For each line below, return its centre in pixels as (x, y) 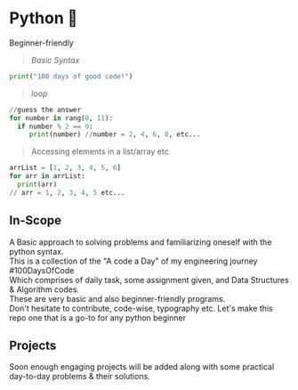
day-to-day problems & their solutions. (80, 377)
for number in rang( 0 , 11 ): (61, 118)
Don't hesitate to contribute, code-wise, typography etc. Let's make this (141, 308)
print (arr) (37, 185)
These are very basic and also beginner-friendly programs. (117, 298)
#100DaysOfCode (42, 270)
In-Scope (36, 220)
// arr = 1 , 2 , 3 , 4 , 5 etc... (67, 192)
